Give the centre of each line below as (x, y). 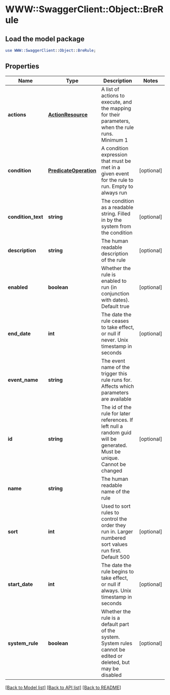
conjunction (115, 293)
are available (116, 399)
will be (109, 439)
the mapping (116, 108)
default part (115, 624)
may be (110, 669)
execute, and (117, 102)
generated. (114, 445)
